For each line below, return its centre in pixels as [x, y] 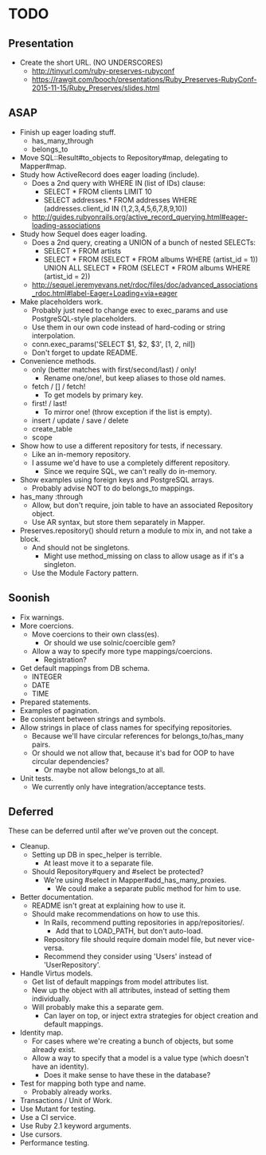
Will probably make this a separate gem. [98, 1007]
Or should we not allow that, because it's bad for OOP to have [133, 753]
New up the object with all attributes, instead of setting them [131, 991]
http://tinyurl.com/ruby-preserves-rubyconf [103, 71]
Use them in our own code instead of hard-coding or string [128, 327]
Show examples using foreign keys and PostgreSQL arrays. [117, 479]
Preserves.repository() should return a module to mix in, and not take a [136, 530]
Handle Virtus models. [56, 973]
